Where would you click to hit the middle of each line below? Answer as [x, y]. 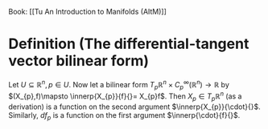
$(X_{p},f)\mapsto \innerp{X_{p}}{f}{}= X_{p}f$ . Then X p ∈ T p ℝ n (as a [125, 96]
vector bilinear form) [79, 61]
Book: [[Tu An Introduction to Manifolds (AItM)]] [88, 12]
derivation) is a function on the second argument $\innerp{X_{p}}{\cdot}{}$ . [134, 107]
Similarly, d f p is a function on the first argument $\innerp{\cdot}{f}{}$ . [124, 116]
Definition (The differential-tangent [129, 44]
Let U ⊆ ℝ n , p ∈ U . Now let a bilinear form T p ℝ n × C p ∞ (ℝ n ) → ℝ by [119, 85]
